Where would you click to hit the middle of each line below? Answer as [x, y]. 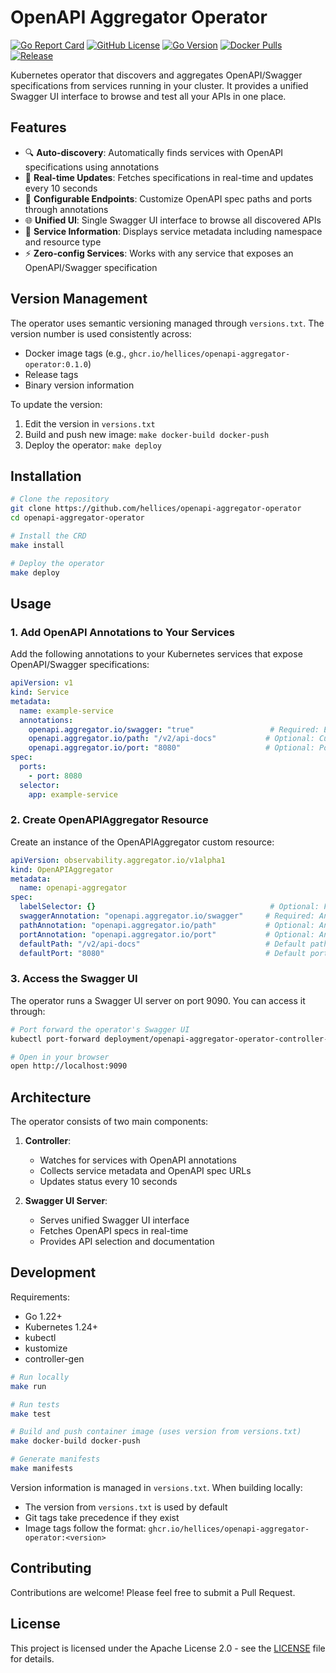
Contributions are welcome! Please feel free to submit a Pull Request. [153, 1592]
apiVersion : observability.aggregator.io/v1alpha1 [118, 860]
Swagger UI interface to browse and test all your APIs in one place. [148, 96]
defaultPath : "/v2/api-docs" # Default [163, 944]
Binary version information [79, 385]
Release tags [51, 374]
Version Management [79, 299]
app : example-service [73, 794]
